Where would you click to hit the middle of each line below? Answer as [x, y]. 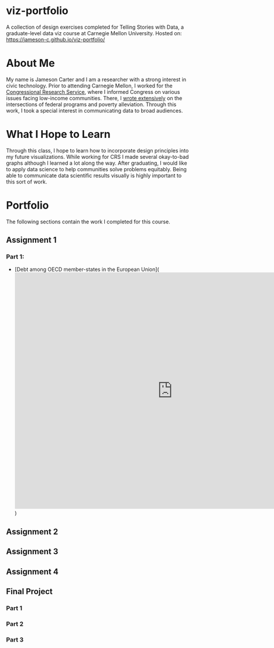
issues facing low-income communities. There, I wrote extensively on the [94, 98]
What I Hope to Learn [59, 135]
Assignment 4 [32, 571]
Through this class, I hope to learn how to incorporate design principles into [97, 150]
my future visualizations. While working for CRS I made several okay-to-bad [97, 157]
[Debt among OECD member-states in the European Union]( [87, 269]
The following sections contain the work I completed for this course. [88, 222]
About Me [30, 63]
